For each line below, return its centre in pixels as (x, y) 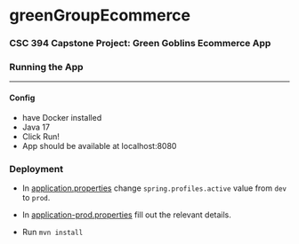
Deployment (36, 169)
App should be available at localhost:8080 (99, 146)
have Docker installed (62, 117)
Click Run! (41, 136)
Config (22, 98)
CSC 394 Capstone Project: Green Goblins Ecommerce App (140, 43)
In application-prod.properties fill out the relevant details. (126, 215)
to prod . (36, 197)
